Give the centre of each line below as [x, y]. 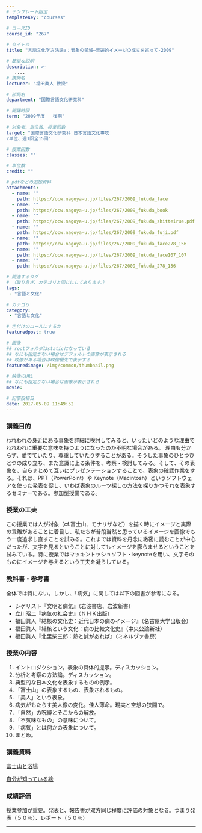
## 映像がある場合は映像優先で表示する [48, 360]
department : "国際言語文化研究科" [45, 100]
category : [19, 310]
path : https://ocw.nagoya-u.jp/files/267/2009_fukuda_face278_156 [102, 244]
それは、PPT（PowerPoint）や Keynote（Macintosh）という [91, 478]
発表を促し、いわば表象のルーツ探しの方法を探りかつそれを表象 [111, 485]
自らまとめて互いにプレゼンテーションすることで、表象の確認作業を [106, 470]
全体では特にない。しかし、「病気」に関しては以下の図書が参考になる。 [94, 593]
